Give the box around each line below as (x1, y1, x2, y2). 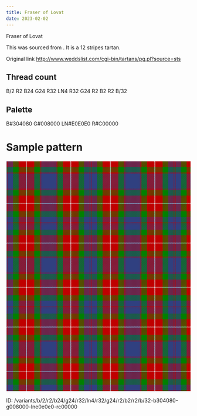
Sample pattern (6, 141, 83, 154)
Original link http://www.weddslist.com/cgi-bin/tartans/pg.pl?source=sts (6, 55, 181, 62)
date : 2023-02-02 (6, 15, 49, 22)
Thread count (6, 72, 57, 82)
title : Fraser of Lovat (6, 9, 64, 15)
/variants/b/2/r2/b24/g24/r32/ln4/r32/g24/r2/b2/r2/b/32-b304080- (13, 397, 179, 404)
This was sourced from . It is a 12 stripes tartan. (6, 44, 121, 51)
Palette (6, 104, 33, 114)
